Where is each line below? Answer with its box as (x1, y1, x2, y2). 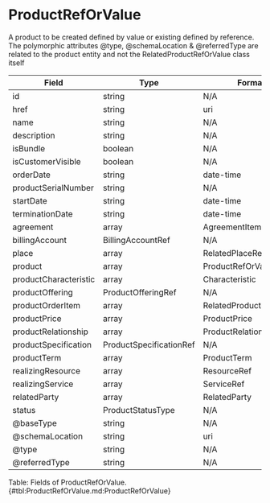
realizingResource (12, 365, 81, 376)
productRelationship (12, 326, 88, 337)
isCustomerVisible (12, 155, 82, 167)
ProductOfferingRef (103, 287, 177, 298)
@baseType (12, 417, 58, 428)
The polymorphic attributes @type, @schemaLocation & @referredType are (8, 40, 259, 50)
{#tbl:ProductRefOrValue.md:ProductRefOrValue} (8, 485, 171, 496)
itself (8, 58, 25, 68)
